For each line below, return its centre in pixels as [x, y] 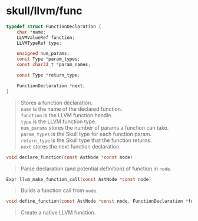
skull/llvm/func [44, 11]
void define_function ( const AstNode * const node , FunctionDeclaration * [97, 202]
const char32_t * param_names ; [54, 65]
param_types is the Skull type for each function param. [86, 134]
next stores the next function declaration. [70, 146]
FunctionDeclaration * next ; [51, 86]
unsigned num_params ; [43, 54]
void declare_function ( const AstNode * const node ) [70, 157]
